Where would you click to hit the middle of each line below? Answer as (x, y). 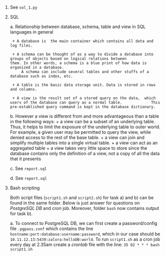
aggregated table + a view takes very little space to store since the (78, 148)
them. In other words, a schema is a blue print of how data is (78, 63)
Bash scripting (25, 188)
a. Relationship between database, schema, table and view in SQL (78, 27)
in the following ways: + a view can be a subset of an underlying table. (82, 121)
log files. (21, 46)
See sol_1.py (23, 7)
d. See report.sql (28, 178)
